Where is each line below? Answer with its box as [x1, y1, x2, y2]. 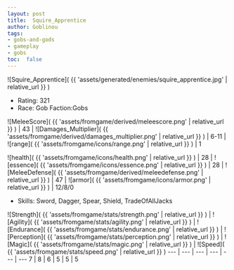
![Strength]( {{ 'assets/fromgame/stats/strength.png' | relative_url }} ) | [7, 210, 212, 218]
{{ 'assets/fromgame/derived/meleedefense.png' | [57, 168, 204, 176]
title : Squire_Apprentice [7, 17, 86, 24]
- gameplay [7, 43, 39, 50]
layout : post [7, 10, 46, 18]
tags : [7, 29, 23, 37]
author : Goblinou [7, 23, 58, 30]
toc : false [7, 56, 42, 63]
